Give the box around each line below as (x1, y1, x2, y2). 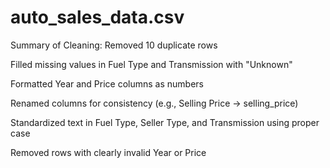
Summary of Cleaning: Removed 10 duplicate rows (10, 39, 218, 51)
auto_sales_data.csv (10, 6, 185, 29)
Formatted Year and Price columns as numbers (10, 77, 205, 90)
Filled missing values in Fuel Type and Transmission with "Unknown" (10, 58, 293, 70)
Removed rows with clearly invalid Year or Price (10, 146, 207, 158)
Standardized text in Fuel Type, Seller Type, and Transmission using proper (10, 116, 320, 128)
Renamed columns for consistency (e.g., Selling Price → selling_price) (10, 97, 299, 109)
